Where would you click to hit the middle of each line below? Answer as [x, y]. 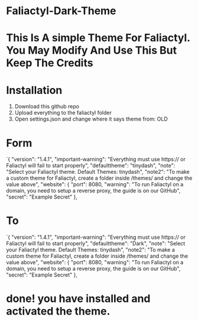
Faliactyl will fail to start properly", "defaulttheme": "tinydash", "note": [91, 166]
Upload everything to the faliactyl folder [63, 113]
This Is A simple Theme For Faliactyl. [98, 38]
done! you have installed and [78, 299]
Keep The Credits [50, 63]
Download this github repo [47, 106]
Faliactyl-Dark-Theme [61, 11]
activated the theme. [58, 311]
